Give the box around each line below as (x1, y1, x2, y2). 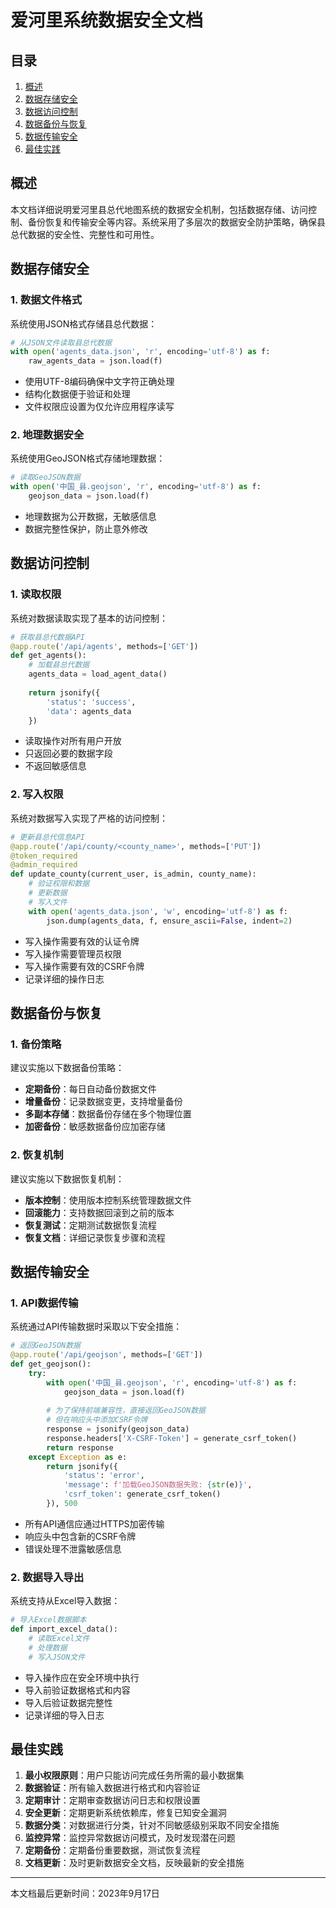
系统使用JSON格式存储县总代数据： (10, 317, 158, 330)
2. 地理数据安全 (10, 428, 85, 442)
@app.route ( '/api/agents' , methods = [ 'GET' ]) (10, 641, 199, 651)
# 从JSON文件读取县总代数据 (10, 337, 112, 348)
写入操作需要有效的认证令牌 (24, 935, 140, 947)
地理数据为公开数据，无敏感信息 (24, 511, 157, 523)
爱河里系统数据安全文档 (10, 9, 204, 32)
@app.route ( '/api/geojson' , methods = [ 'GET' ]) (10, 1350, 203, 1360)
